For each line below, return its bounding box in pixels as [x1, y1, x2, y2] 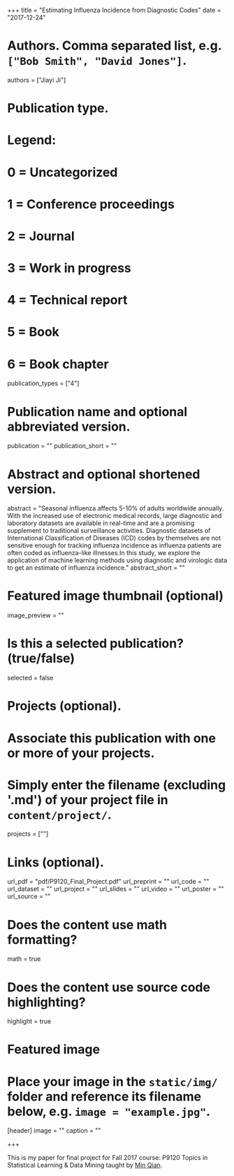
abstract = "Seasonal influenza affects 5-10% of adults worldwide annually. [7, 504, 224, 512]
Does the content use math [7, 917, 168, 933]
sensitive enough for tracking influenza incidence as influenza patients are [7, 541, 222, 550]
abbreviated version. [7, 419, 131, 434]
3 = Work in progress [7, 260, 131, 276]
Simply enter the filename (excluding [7, 777, 226, 793]
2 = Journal [7, 228, 75, 244]
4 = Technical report [7, 292, 128, 308]
